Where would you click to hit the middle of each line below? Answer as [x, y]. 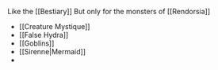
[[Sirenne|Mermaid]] [52, 52]
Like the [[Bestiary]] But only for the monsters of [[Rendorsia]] [109, 11]
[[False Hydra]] [44, 35]
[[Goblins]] [36, 43]
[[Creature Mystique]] [54, 26]
